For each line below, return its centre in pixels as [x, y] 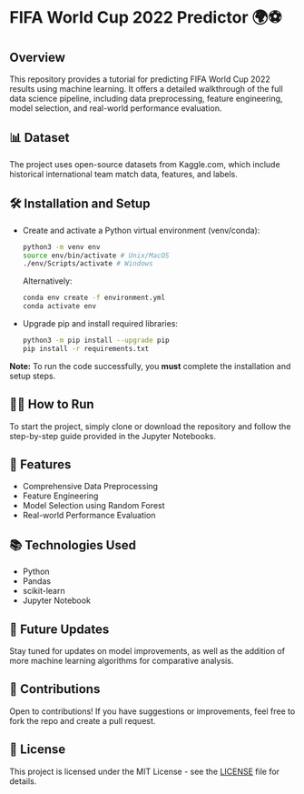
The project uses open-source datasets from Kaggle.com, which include [145, 164]
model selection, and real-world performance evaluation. [116, 108]
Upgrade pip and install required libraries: [100, 323]
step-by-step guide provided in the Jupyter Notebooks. [113, 436]
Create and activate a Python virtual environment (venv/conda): [141, 230]
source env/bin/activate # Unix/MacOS [96, 256]
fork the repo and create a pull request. [83, 720]
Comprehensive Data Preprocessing [90, 487]
